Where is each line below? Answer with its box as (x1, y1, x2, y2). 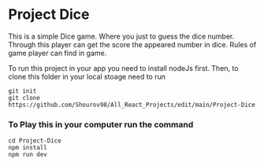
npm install (8, 144, 47, 152)
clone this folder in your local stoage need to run (8, 72, 166, 81)
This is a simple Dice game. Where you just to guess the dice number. (8, 31, 235, 41)
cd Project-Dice (8, 137, 61, 145)
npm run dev (8, 151, 47, 159)
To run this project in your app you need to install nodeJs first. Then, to (8, 63, 239, 72)
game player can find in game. (8, 48, 107, 57)
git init (8, 87, 37, 95)
